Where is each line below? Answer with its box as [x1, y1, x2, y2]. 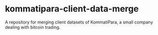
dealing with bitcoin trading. [5, 24, 60, 30]
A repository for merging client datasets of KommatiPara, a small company [5, 19, 153, 25]
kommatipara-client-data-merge [5, 3, 139, 14]
